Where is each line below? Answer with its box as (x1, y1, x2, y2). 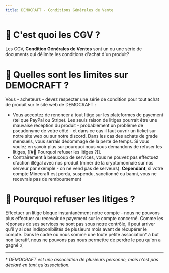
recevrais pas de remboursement (12, 176, 81, 182)
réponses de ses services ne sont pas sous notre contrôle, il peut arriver (5, 221, 155, 227)
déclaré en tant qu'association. (5, 262, 70, 268)
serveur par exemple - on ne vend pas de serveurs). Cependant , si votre (12, 165, 163, 171)
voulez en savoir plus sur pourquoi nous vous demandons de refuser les (12, 143, 162, 149)
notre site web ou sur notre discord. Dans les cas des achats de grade (12, 133, 158, 139)
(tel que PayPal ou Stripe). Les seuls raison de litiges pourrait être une (12, 117, 157, 123)
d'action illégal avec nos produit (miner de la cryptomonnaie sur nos (12, 159, 154, 166)
